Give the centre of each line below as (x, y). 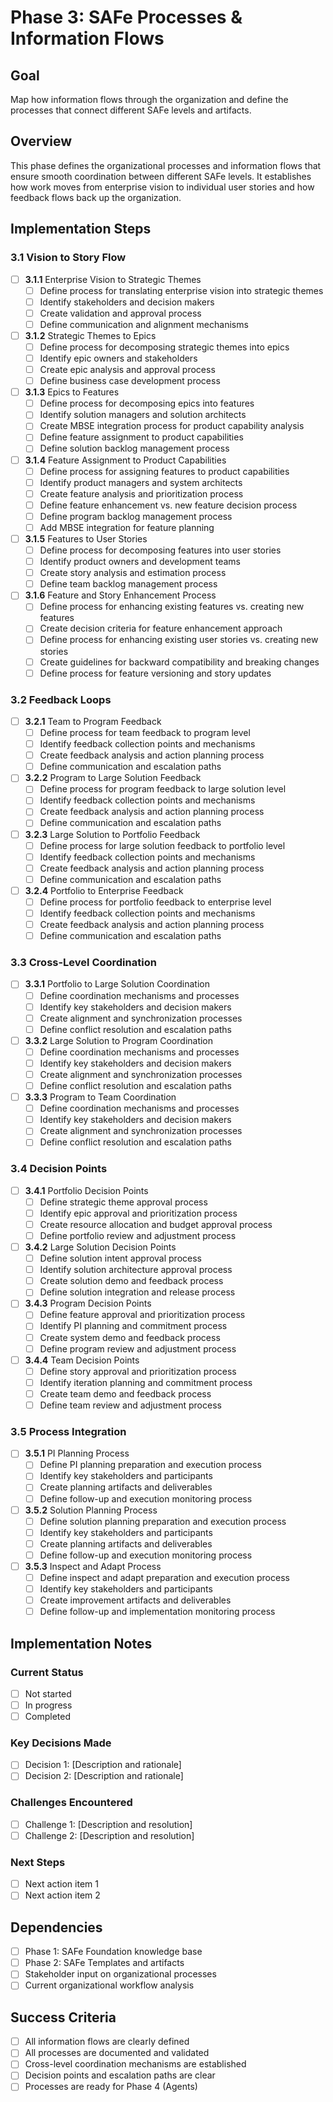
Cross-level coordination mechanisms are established (135, 2064)
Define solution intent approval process (120, 1258)
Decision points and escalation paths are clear (120, 2075)
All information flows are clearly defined (107, 2042)
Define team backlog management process (128, 584)
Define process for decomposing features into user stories (160, 550)
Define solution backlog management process (134, 448)
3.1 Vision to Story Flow (68, 258)
